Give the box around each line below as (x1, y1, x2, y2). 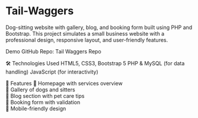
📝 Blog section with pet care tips (5, 92, 85, 99)
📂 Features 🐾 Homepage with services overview (5, 79, 123, 87)
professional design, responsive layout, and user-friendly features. (5, 36, 168, 43)
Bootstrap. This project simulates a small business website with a (5, 30, 165, 37)
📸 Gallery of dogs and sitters (5, 86, 75, 93)
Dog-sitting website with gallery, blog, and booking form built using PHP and (5, 24, 193, 31)
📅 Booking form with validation (5, 98, 81, 106)
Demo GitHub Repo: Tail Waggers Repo (5, 47, 101, 55)
